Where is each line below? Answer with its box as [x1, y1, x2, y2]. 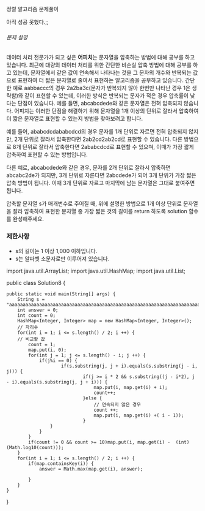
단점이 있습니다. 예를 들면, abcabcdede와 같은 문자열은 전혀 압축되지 [17, 100, 182, 107]
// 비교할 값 [17, 336, 46, 342]
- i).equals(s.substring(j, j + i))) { [6, 379, 108, 385]
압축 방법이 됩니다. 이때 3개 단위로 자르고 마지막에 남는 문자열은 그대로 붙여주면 [6, 180, 195, 187]
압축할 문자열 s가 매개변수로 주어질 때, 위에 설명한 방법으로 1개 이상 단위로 [6, 200, 182, 207]
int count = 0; [17, 312, 56, 319]
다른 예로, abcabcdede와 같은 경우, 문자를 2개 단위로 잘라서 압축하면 [6, 164, 171, 172]
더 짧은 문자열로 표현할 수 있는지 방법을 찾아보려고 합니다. [6, 115, 143, 123]
